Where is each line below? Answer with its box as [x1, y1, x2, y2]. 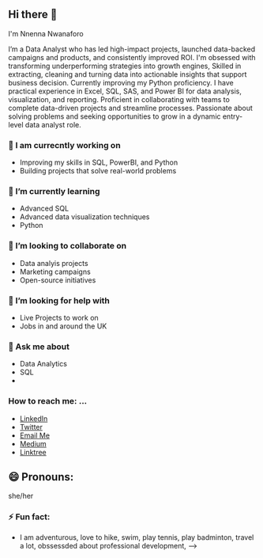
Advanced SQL [19, 203, 70, 214]
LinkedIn [19, 413, 48, 423]
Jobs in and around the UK [19, 321, 107, 331]
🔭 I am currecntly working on [8, 139, 121, 150]
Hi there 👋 [8, 8, 58, 21]
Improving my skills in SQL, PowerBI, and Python [19, 158, 178, 167]
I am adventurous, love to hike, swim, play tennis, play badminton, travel [19, 532, 254, 542]
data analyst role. [24, 120, 81, 129]
